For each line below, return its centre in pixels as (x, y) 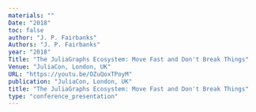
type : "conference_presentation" (63, 96)
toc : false (26, 30)
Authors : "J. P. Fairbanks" (55, 45)
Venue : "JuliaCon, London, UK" (60, 67)
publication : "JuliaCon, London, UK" (70, 81)
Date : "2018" (30, 23)
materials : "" (32, 15)
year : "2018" (30, 52)
